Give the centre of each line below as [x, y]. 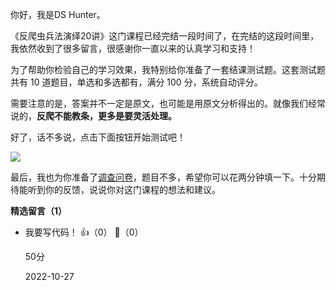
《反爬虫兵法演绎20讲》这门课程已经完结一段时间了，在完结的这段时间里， [165, 36]
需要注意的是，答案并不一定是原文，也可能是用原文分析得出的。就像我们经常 [168, 103]
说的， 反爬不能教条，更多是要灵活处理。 [93, 116]
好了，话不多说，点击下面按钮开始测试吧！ [98, 137]
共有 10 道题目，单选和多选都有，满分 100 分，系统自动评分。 [136, 82]
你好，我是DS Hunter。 [58, 14]
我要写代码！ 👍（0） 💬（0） [84, 232]
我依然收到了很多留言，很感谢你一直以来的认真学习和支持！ [133, 48]
